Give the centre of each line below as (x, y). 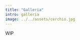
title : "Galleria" (24, 10)
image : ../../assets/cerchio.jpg (40, 19)
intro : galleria (22, 14)
